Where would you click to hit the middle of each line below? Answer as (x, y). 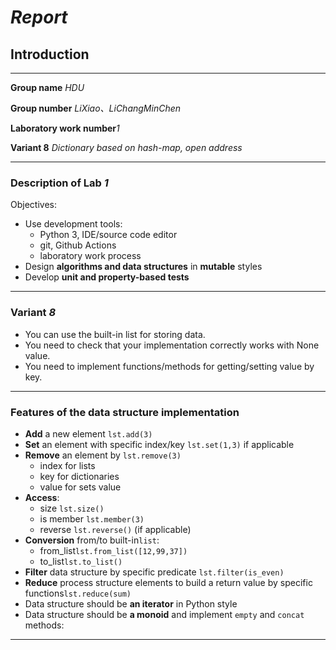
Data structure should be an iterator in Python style (131, 603)
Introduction (50, 54)
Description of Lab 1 (59, 183)
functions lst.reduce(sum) (78, 593)
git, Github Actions (78, 245)
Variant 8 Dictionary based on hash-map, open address (126, 147)
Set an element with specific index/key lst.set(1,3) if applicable (159, 444)
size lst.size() (72, 508)
